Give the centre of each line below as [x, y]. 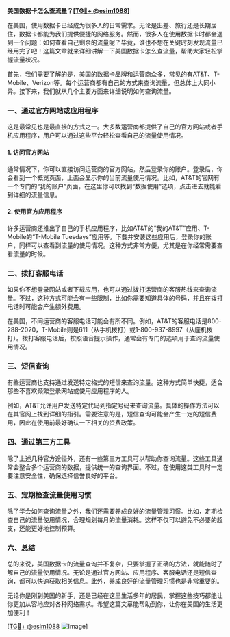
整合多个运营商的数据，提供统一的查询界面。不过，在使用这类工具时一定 [121, 467]
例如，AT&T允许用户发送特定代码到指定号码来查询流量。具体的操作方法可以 [114, 405]
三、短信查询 [28, 366]
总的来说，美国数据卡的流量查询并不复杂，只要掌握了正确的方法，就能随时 [112, 564]
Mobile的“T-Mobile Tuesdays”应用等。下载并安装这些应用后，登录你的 [106, 236]
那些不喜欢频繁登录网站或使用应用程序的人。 [70, 391]
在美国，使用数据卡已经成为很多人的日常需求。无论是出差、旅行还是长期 [109, 25]
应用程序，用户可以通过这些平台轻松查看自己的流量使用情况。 [100, 136]
